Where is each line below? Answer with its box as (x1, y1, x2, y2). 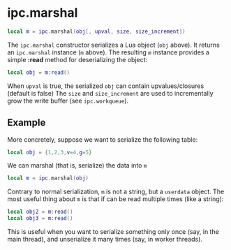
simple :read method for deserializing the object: (7, 55, 148, 64)
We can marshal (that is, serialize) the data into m (7, 161, 147, 170)
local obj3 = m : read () (7, 215, 73, 222)
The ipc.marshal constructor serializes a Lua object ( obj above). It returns (7, 41, 220, 49)
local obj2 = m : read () (7, 208, 73, 216)
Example (7, 117, 46, 128)
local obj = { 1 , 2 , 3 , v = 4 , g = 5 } (7, 149, 92, 156)
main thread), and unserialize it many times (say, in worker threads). (7, 235, 202, 243)
